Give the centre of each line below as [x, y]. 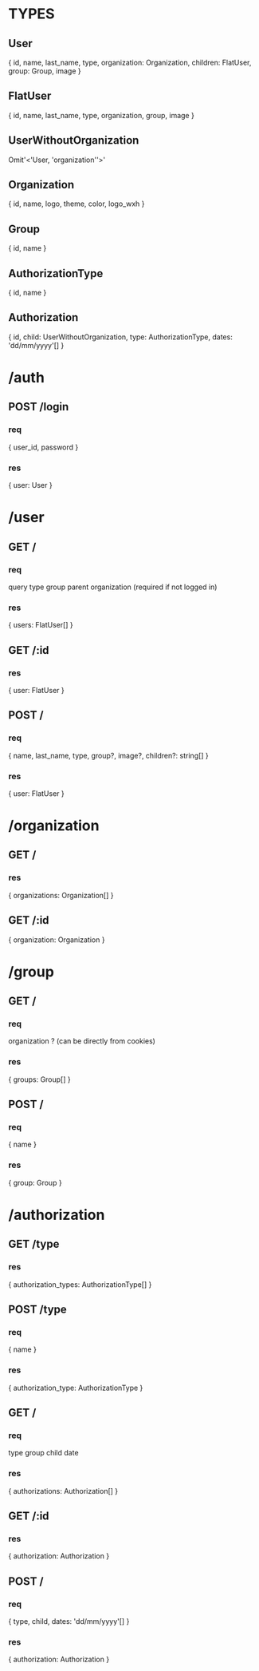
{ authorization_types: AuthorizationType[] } [80, 1284]
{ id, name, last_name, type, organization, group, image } [102, 115]
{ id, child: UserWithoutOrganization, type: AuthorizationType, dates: [120, 337]
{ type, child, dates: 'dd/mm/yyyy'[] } [69, 1621]
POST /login [39, 407]
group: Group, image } [45, 71]
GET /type [34, 1244]
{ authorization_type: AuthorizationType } [76, 1388]
